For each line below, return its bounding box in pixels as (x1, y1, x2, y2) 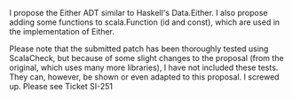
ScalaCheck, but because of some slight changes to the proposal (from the (9, 53, 284, 63)
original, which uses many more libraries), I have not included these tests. (9, 62, 279, 73)
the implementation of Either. (9, 27, 115, 36)
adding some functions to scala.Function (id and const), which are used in (9, 17, 281, 27)
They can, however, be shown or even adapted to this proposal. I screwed (9, 72, 280, 82)
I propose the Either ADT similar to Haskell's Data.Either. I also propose (9, 8, 268, 18)
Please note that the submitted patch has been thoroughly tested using (9, 43, 269, 54)
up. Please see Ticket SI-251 (9, 81, 114, 91)
